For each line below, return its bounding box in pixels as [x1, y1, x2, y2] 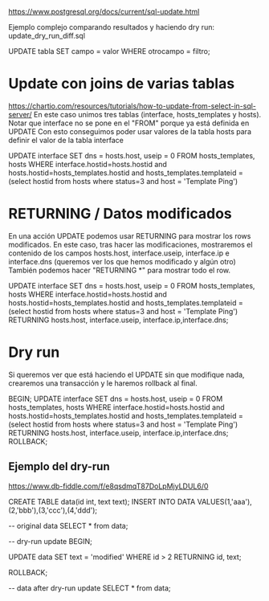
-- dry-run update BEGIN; [8, 536, 92, 546]
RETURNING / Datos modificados [8, 205, 233, 223]
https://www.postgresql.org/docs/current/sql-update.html [8, 7, 200, 16]
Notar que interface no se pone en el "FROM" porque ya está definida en [8, 118, 250, 128]
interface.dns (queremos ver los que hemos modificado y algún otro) [8, 256, 237, 266]
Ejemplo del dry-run [8, 460, 110, 473]
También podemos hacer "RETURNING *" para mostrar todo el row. [8, 265, 231, 275]
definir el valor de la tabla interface [8, 135, 124, 145]
